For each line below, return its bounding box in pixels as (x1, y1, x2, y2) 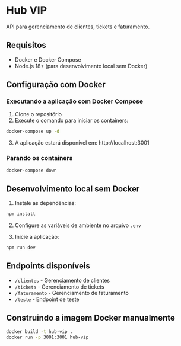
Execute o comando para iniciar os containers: (14, 117, 129, 124)
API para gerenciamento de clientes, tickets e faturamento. (6, 23, 150, 30)
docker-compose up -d (6, 129, 60, 134)
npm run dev (6, 245, 36, 251)
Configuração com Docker (6, 79, 106, 89)
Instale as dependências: (14, 200, 76, 207)
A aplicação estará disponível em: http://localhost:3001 (14, 139, 150, 146)
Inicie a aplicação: (14, 233, 59, 241)
